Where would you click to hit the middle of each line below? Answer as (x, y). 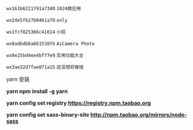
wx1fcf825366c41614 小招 (36, 32)
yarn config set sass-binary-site (48, 115)
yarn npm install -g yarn (37, 91)
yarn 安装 (18, 79)
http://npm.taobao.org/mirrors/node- (139, 115)
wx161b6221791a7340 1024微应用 (44, 8)
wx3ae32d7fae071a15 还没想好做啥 (45, 67)
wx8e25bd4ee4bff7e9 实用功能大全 (45, 56)
